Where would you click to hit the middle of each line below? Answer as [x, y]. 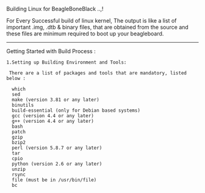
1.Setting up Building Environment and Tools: [67, 62]
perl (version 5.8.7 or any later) [57, 148]
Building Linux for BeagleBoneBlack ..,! [55, 9]
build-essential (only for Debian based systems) [76, 111]
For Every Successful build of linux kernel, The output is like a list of [92, 20]
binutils [23, 105]
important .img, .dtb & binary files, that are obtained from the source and [98, 27]
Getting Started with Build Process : [51, 51]
